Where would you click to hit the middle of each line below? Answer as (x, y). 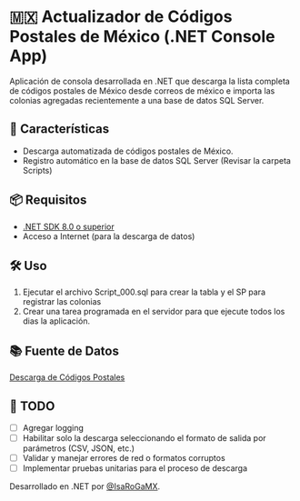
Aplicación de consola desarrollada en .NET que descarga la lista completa (150, 81)
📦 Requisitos (48, 200)
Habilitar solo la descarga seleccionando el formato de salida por (144, 438)
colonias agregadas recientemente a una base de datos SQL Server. (137, 100)
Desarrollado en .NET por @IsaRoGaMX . (85, 486)
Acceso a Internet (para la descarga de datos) (109, 236)
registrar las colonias (62, 302)
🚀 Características (60, 129)
